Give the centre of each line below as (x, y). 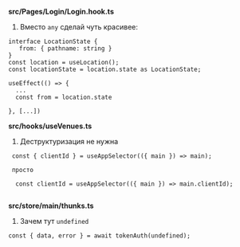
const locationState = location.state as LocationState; (105, 69)
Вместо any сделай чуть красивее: (79, 27)
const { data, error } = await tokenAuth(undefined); (100, 236)
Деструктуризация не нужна (69, 141)
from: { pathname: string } (65, 49)
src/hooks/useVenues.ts (50, 126)
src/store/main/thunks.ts (51, 206)
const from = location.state (64, 97)
